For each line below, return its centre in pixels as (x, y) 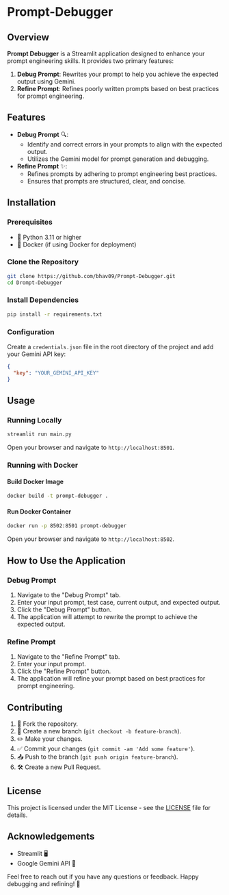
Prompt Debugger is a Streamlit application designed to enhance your (106, 53)
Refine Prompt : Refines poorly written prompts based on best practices (118, 89)
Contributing (35, 707)
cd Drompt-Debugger (35, 282)
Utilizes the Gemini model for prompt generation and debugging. (118, 159)
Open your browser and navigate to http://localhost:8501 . (91, 447)
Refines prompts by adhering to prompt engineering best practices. (122, 174)
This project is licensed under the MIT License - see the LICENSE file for (109, 807)
